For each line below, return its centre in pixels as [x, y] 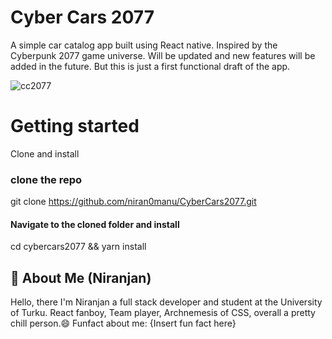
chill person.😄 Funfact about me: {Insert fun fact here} [123, 323]
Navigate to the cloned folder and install [95, 224]
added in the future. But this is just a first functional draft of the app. [150, 66]
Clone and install [45, 153]
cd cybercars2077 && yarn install [78, 247]
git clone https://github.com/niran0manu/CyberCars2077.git [133, 202]
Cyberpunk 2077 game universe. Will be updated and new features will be [163, 55]
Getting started [75, 126]
